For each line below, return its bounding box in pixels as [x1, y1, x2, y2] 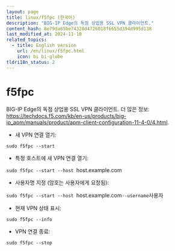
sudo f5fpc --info [6, 217, 52, 223]
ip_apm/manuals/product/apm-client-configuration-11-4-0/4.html [6, 119, 168, 126]
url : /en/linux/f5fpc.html [17, 48, 85, 54]
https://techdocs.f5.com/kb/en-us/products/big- [6, 113, 127, 120]
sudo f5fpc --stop [6, 240, 52, 246]
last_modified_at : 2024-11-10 [6, 31, 82, 37]
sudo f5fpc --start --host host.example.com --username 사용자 [6, 192, 164, 199]
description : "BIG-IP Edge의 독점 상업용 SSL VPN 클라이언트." [6, 20, 155, 26]
